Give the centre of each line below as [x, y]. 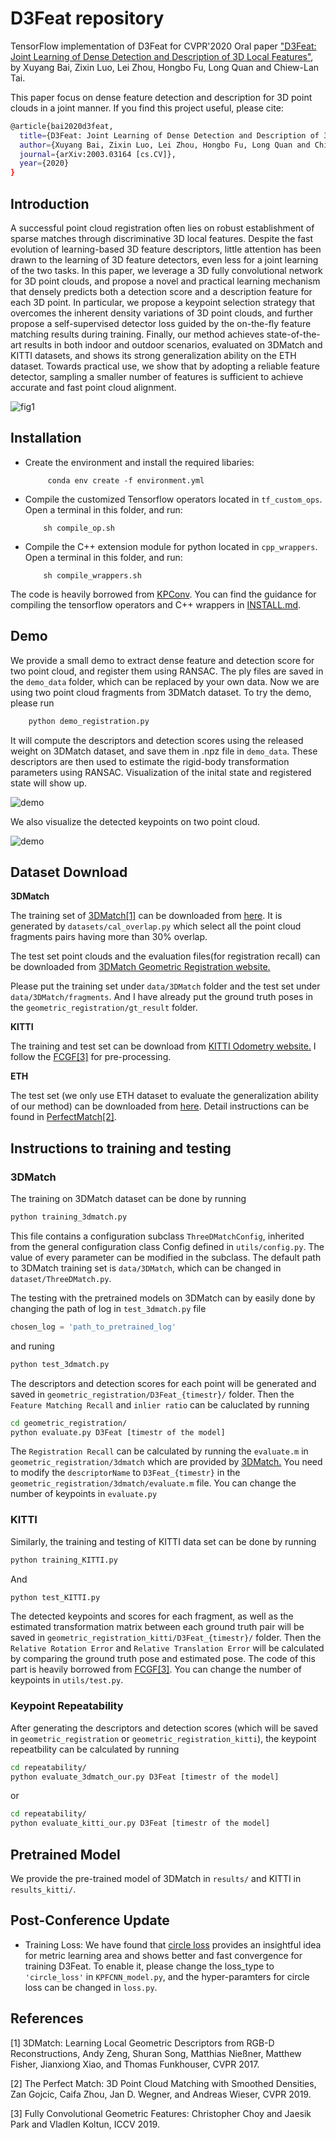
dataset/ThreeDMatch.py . [61, 1278]
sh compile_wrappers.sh [92, 575]
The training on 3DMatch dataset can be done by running [128, 1198]
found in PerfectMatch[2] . [63, 1117]
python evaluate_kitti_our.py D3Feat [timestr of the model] [140, 1823]
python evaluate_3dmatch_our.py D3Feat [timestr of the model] [145, 1777]
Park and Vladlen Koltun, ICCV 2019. [85, 2124]
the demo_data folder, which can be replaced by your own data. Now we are [165, 681]
